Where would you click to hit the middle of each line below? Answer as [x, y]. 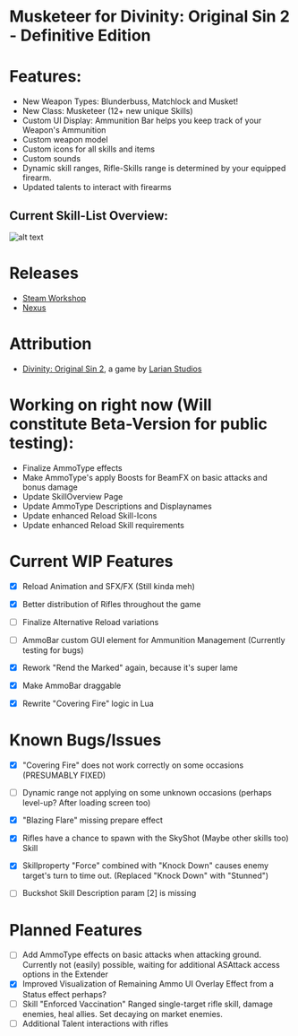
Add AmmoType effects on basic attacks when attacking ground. [142, 955]
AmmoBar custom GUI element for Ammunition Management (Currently [153, 640]
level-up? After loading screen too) [86, 803]
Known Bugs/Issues [85, 740]
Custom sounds [51, 159]
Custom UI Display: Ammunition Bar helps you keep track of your [142, 121]
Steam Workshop [54, 298]
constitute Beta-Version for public [139, 424]
